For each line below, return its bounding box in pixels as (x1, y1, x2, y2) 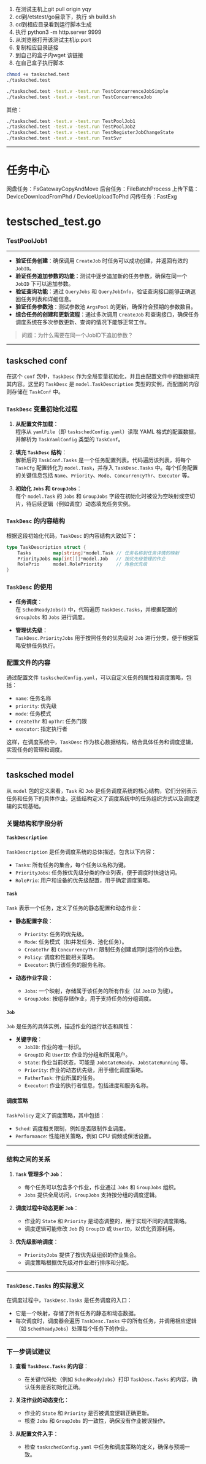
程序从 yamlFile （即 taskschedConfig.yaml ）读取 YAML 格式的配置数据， (15, 428, 199, 435)
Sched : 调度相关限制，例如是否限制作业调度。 (15, 1125, 129, 1132)
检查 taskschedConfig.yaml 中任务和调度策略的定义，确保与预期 (24, 1443, 185, 1450)
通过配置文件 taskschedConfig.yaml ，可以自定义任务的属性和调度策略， (6, 674, 187, 681)
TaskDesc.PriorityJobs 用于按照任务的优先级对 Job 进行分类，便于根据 (15, 634, 194, 641)
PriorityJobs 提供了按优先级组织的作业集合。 (24, 1251, 140, 1258)
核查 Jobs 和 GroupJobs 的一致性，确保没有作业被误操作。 (24, 1417, 169, 1425)
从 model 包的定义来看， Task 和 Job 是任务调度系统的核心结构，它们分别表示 (6, 787, 197, 794)
